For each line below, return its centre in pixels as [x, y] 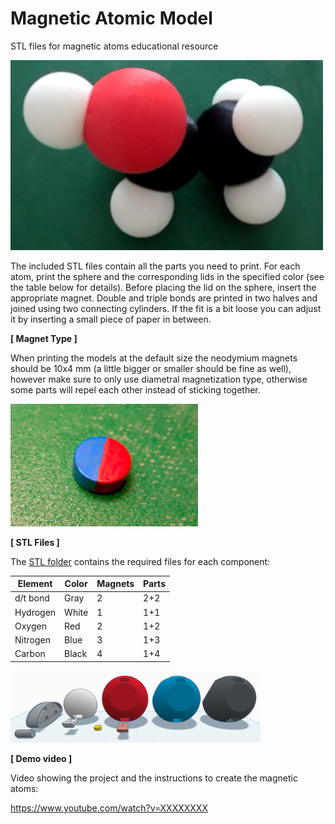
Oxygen [30, 626]
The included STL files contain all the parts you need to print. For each [155, 266]
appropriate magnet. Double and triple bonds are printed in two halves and [164, 298]
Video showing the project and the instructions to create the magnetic [154, 778]
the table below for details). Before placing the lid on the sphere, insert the [163, 287]
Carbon [30, 654]
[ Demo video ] [41, 759]
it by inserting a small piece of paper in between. [111, 319]
